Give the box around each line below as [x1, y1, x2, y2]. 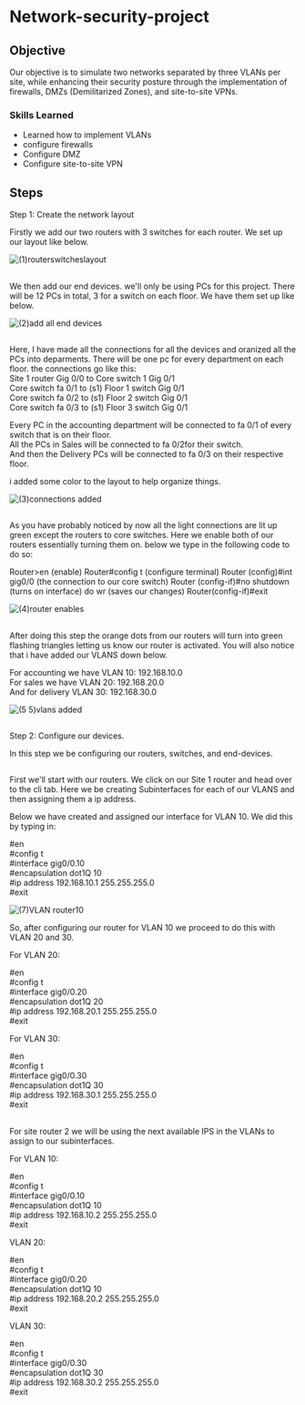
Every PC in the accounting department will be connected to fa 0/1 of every [9, 419, 292, 430]
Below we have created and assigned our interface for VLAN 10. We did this [9, 811, 293, 822]
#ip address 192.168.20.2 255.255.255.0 [9, 1293, 159, 1304]
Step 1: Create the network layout [9, 209, 135, 220]
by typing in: [9, 821, 56, 832]
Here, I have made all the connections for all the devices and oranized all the [9, 343, 297, 354]
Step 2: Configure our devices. [9, 730, 125, 741]
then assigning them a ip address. [9, 794, 137, 805]
